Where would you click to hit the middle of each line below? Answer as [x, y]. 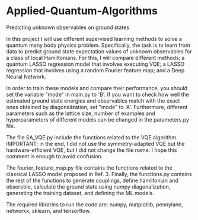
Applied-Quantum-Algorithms [82, 11]
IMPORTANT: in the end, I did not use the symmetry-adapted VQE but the [95, 144]
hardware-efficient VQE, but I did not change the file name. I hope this [92, 150]
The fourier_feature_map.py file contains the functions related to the [90, 168]
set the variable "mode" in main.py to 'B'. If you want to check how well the [98, 94]
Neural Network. [26, 76]
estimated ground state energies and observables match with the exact [93, 101]
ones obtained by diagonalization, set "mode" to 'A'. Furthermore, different [97, 107]
